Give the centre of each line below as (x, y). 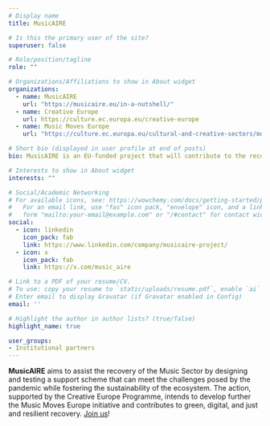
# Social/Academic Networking (59, 193)
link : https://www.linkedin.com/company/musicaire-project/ (125, 245)
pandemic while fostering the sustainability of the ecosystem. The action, (130, 388)
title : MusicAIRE (37, 23)
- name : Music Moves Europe (63, 127)
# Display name (34, 16)
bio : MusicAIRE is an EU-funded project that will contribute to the (127, 156)
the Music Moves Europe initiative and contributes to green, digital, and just (133, 405)
